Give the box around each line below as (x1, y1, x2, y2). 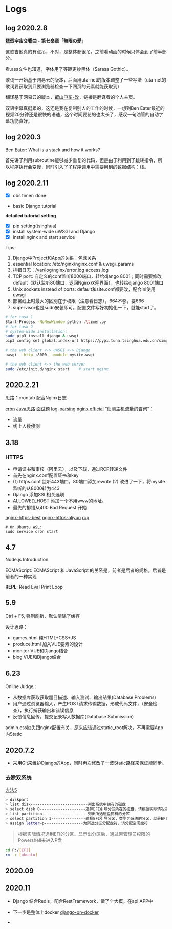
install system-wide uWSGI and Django (12, 228, 95, 234)
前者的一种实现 (5, 573, 37, 579)
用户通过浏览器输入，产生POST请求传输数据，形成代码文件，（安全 (12, 700, 153, 706)
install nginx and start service (12, 234, 75, 240)
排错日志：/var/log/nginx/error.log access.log (12, 267, 109, 273)
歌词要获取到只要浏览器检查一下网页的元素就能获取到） (5, 83, 122, 89)
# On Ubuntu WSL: (5, 524, 42, 530)
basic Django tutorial (12, 203, 57, 209)
